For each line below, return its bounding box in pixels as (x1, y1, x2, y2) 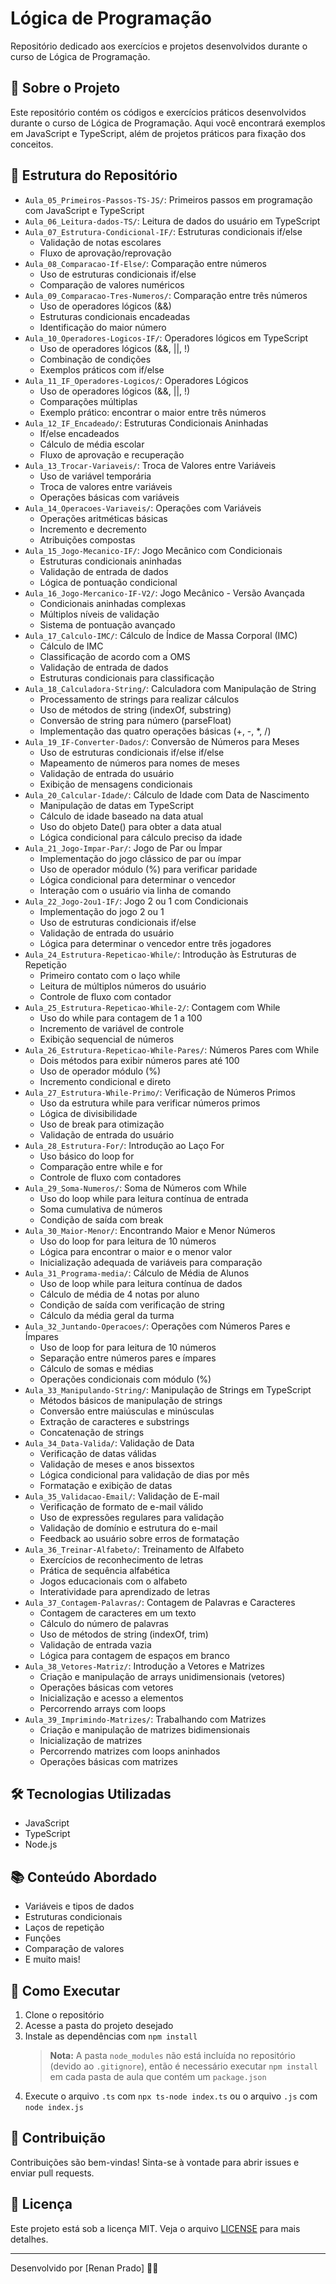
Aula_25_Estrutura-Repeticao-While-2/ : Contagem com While (24, 1001, 281, 1013)
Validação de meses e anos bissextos (39, 1458, 195, 1470)
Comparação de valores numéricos (39, 278, 185, 291)
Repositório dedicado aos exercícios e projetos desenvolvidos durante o (10, 40, 308, 52)
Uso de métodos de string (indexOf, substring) (39, 703, 232, 716)
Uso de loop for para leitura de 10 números (39, 1341, 217, 1353)
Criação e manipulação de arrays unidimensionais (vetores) (39, 1670, 286, 1682)
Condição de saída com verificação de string (39, 1298, 225, 1311)
